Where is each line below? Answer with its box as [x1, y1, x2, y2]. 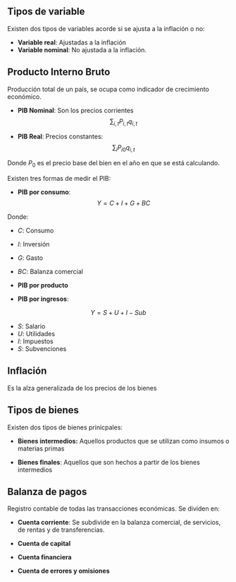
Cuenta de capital [17, 540, 71, 548]
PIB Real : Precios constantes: [17, 132, 104, 141]
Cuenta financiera [17, 553, 72, 562]
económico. [7, 92, 42, 101]
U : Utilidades [17, 330, 55, 338]
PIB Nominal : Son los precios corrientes [17, 106, 134, 114]
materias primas [17, 444, 65, 453]
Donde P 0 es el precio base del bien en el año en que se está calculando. [7, 159, 220, 169]
